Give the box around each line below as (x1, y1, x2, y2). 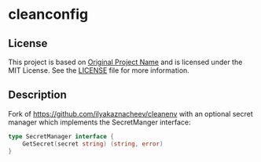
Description (8, 88, 67, 102)
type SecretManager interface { (8, 132, 114, 140)
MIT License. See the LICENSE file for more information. (8, 66, 190, 75)
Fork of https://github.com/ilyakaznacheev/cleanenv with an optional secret (8, 109, 253, 118)
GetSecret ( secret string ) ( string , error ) (22, 139, 164, 148)
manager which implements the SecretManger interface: (8, 117, 191, 127)
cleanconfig (8, 5, 89, 23)
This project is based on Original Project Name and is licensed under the (8, 57, 243, 67)
